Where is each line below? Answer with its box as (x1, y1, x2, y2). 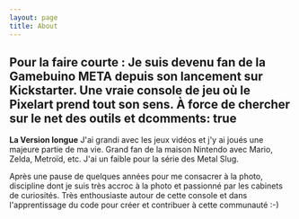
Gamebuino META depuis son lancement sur (9, 68, 263, 83)
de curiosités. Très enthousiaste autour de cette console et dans (9, 190, 248, 201)
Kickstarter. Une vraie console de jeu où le (9, 83, 251, 98)
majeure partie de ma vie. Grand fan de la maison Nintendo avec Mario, (9, 145, 274, 155)
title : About (9, 22, 58, 31)
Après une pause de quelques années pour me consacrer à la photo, (9, 171, 263, 182)
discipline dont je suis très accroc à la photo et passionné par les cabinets (9, 180, 283, 191)
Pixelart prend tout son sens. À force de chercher (9, 96, 290, 112)
